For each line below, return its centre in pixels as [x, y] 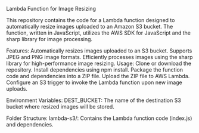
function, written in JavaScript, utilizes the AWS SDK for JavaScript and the [99, 33]
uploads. [17, 89]
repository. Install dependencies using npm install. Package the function [95, 70]
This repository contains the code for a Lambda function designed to [91, 20]
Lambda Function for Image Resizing [51, 9]
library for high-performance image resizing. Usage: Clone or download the [99, 63]
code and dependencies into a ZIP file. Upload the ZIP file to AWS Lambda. [98, 76]
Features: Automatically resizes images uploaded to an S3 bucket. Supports [99, 51]
